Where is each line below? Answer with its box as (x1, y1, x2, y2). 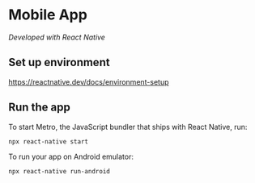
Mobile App (8, 6, 87, 24)
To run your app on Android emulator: (8, 152, 134, 162)
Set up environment (8, 56, 111, 69)
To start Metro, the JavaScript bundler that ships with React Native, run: (8, 122, 248, 131)
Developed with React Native (8, 32, 105, 42)
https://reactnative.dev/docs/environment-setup (8, 77, 169, 86)
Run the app (8, 101, 70, 114)
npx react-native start (8, 137, 89, 146)
